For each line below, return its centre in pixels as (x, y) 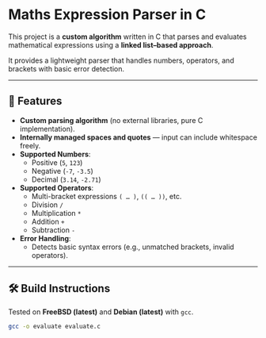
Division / (47, 205)
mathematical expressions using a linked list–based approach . (111, 44)
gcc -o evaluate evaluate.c (55, 326)
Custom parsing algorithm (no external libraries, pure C (111, 120)
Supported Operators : (57, 187)
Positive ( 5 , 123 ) (57, 162)
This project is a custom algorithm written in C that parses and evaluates (127, 36)
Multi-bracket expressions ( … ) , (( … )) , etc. (106, 196)
